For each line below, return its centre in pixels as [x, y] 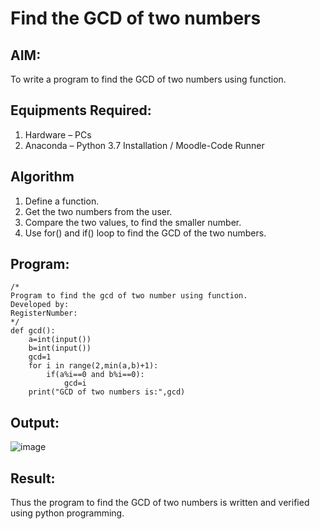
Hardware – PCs [58, 134]
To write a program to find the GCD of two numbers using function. [148, 79]
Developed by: [40, 305]
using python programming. [67, 513]
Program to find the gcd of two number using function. [129, 296]
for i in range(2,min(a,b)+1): [93, 366]
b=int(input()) [60, 348]
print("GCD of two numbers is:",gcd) [107, 392]
